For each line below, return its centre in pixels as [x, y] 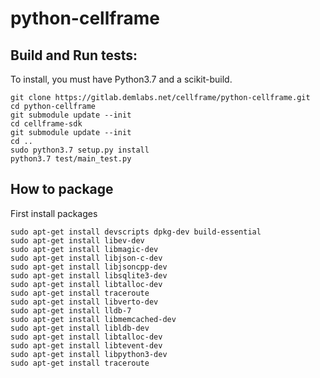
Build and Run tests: [74, 55]
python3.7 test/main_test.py [71, 159]
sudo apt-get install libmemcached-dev [93, 319]
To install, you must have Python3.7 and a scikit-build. [121, 79]
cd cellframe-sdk [46, 124]
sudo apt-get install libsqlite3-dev [89, 275]
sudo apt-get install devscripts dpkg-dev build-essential [136, 232]
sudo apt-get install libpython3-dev [89, 354]
